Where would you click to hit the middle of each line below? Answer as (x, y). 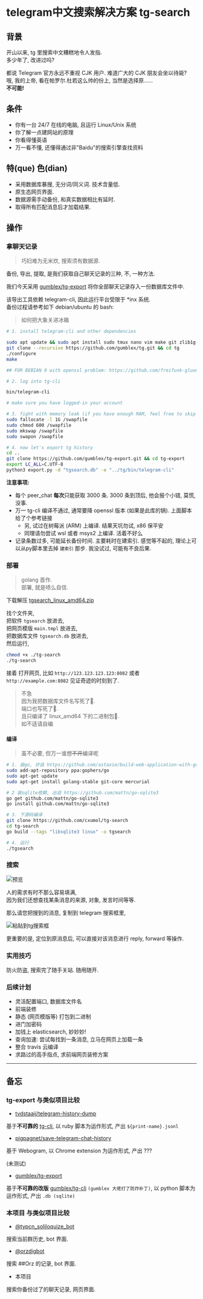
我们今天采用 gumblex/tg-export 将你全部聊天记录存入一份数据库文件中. (95, 287)
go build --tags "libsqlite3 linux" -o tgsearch (69, 832)
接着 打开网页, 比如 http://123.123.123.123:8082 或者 (73, 673)
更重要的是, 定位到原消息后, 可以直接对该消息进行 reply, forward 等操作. (95, 938)
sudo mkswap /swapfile (35, 431)
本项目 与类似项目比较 (38, 1213)
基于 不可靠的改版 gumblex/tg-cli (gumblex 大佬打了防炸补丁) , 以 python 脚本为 (101, 1188)
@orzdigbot (30, 1251)
